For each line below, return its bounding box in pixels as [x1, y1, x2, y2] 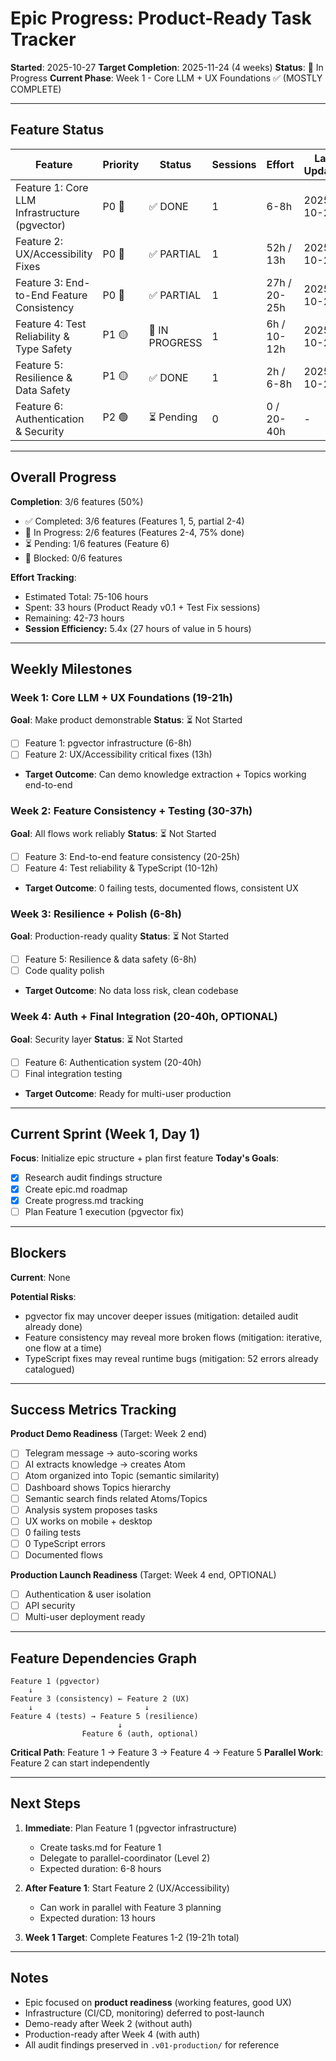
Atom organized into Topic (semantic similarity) [24, 1470, 220, 1482]
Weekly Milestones [10, 660, 133, 677]
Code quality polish [24, 965, 105, 977]
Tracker [10, 28, 77, 51]
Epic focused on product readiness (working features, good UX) [24, 1996, 292, 2008]
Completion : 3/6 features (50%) [10, 495, 144, 507]
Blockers [10, 1245, 67, 1262]
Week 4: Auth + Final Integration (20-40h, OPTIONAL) [10, 1010, 278, 1024]
